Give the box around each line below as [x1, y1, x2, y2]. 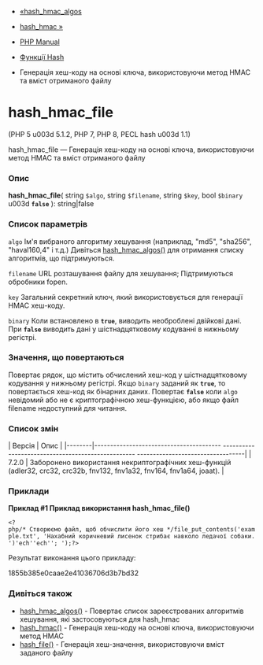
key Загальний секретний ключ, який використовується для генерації [8, 292, 243, 301]
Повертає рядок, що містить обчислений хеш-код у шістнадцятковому [8, 370, 248, 379]
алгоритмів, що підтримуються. [8, 253, 115, 263]
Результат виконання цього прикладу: [8, 553, 136, 563]
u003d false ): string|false [8, 199, 94, 209]
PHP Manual [19, 37, 61, 46]
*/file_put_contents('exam [166, 526, 256, 534]
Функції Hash [19, 53, 65, 61]
